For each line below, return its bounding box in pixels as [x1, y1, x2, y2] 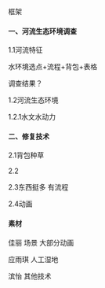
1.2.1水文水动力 [8, 113, 56, 122]
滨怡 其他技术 [8, 271, 52, 281]
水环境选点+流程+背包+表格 [8, 62, 98, 72]
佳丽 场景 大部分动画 [8, 238, 74, 247]
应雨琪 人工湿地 [8, 254, 59, 264]
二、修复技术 [8, 131, 49, 141]
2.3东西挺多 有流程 [8, 183, 69, 192]
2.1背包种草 [8, 150, 45, 160]
